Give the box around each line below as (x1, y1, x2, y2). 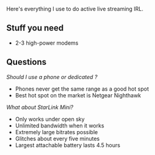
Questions (6, 57, 47, 67)
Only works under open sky (15, 115, 85, 123)
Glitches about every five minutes (15, 135, 100, 142)
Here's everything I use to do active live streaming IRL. (6, 6, 143, 12)
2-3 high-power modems (15, 39, 79, 47)
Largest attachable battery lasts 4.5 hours (15, 141, 121, 149)
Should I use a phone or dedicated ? (6, 73, 98, 80)
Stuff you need (6, 23, 64, 33)
